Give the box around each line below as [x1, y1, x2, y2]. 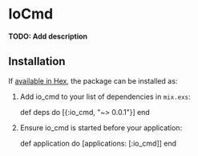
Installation [8, 55, 66, 68]
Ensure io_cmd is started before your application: [19, 122, 183, 133]
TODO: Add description [8, 31, 88, 41]
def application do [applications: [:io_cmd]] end [19, 138, 177, 148]
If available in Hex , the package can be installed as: [8, 76, 178, 85]
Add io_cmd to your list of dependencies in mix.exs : [19, 92, 191, 101]
